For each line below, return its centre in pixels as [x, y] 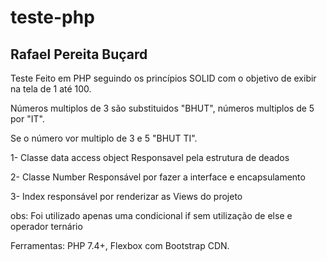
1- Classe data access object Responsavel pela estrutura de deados [150, 157]
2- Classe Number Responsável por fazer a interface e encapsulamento [158, 177]
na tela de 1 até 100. [51, 89]
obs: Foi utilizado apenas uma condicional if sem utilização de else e [151, 215]
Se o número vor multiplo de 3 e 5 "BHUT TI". [104, 138]
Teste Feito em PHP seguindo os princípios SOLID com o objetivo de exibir [163, 78]
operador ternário [46, 226]
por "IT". [27, 119]
